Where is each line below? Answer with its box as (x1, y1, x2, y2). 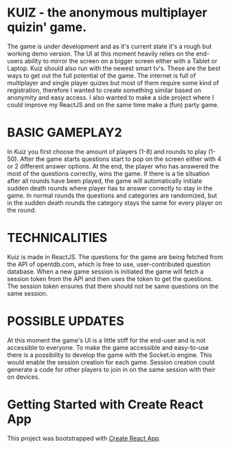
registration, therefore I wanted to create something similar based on (7, 86, 201, 94)
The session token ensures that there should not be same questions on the (7, 282, 219, 290)
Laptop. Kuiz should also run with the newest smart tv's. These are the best (7, 64, 221, 72)
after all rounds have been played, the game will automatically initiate (7, 177, 203, 185)
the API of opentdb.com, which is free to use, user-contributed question (7, 260, 211, 268)
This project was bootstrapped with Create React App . (7, 434, 161, 442)
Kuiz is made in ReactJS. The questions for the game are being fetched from (7, 252, 223, 261)
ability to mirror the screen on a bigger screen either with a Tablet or (24, 56, 218, 65)
